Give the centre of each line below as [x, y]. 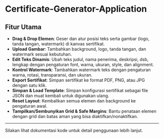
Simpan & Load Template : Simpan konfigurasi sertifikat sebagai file [80, 90]
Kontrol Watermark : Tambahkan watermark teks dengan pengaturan [82, 70]
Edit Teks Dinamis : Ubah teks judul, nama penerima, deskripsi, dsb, [80, 59]
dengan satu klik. [29, 85]
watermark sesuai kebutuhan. [42, 54]
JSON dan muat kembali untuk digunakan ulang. [61, 96]
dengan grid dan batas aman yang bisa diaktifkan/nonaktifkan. [75, 116]
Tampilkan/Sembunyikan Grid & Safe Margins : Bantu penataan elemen [84, 111]
